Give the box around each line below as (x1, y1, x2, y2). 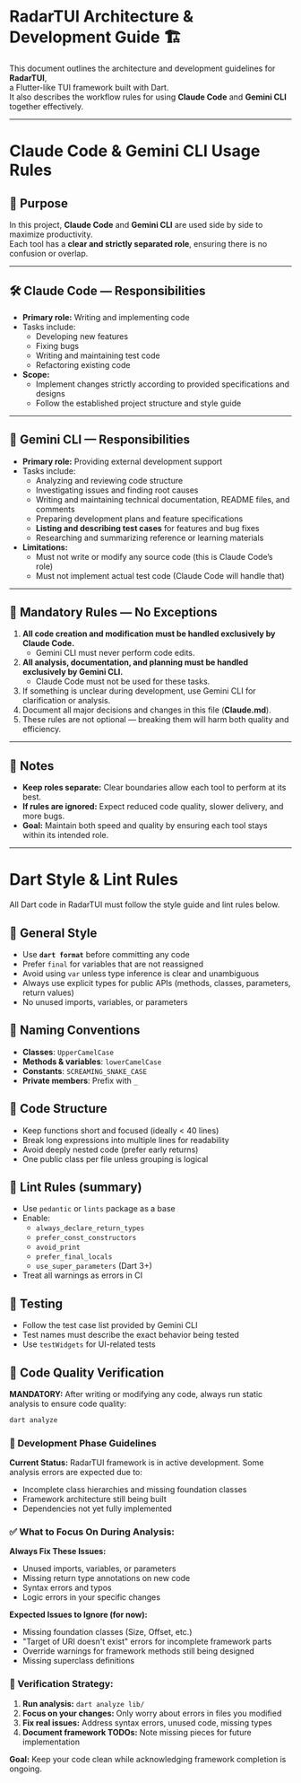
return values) (21, 987, 74, 998)
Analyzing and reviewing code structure (35, 475, 184, 485)
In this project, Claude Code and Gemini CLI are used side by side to (9, 219, 263, 230)
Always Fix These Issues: (9, 1546, 107, 1557)
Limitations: (21, 541, 69, 553)
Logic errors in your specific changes (21, 1592, 161, 1603)
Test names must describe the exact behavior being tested (21, 1330, 240, 1341)
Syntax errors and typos (21, 1582, 112, 1594)
